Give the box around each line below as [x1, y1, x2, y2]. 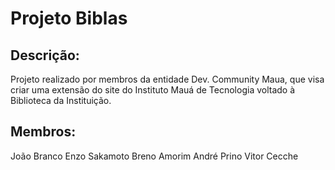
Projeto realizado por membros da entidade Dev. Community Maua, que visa [10, 73, 325, 85]
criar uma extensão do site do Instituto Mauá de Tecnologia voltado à [10, 84, 296, 96]
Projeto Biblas [10, 7, 128, 30]
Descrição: [10, 47, 80, 64]
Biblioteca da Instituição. [10, 95, 112, 106]
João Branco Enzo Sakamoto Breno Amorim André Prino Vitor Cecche [10, 150, 299, 162]
